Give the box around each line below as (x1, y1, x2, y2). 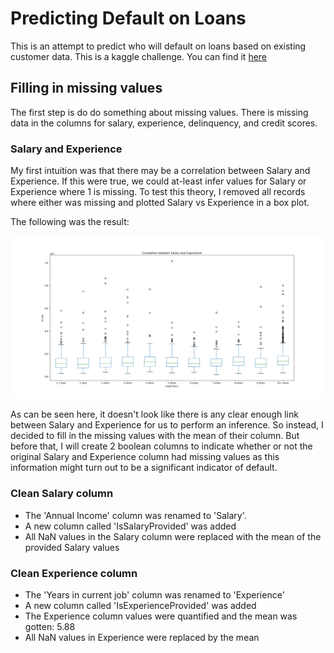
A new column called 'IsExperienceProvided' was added (24, 600, 257, 611)
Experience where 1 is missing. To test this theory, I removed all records (10, 186, 306, 198)
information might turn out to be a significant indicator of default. (10, 462, 278, 474)
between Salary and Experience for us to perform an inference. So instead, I (10, 419, 324, 431)
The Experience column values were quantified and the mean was (24, 610, 298, 622)
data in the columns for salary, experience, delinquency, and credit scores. (10, 117, 318, 129)
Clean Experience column (10, 566, 138, 580)
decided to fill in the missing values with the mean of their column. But (10, 430, 300, 442)
